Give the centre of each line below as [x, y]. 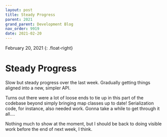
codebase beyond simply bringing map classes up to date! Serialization [80, 103]
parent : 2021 [19, 19]
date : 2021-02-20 [24, 33]
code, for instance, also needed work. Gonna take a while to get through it [82, 108]
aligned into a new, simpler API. [38, 88]
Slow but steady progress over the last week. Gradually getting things [78, 82]
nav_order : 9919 [22, 29]
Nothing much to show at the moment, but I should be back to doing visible [83, 124]
